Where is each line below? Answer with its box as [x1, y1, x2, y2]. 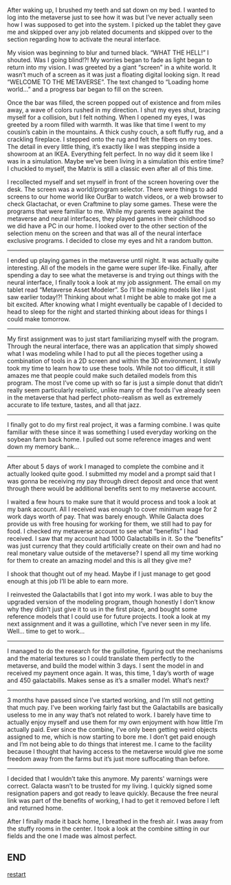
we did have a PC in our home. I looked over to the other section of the [7, 222, 208, 230]
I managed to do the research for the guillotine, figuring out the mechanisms [7, 647, 223, 655]
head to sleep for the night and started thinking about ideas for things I [7, 308, 208, 316]
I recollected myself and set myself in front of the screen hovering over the [7, 178, 219, 186]
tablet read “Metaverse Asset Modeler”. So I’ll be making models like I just [7, 286, 217, 294]
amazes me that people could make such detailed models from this [7, 372, 197, 379]
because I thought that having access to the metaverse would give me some [7, 748, 223, 755]
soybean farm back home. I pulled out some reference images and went [7, 435, 211, 444]
